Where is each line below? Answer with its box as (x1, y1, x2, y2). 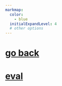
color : (9, 12, 23, 17)
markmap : (5, 7, 23, 12)
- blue (14, 16, 28, 21)
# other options (9, 26, 43, 31)
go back (5, 47, 39, 59)
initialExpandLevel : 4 (9, 21, 57, 26)
